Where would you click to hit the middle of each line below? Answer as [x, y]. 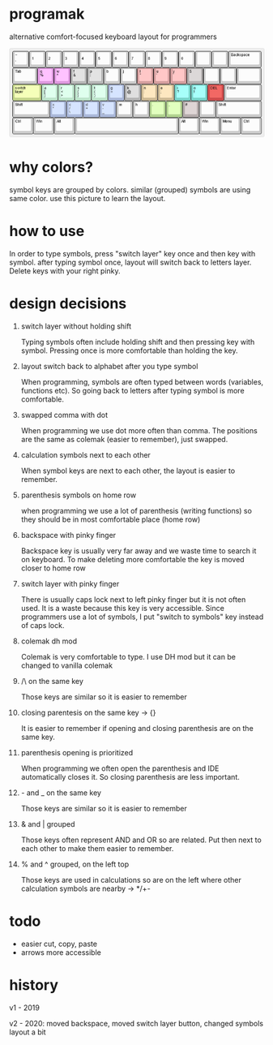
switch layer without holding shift [76, 326]
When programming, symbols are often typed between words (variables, [142, 381]
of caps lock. [43, 625]
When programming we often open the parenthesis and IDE [120, 768]
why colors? [51, 168]
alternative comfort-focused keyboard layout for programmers [113, 37]
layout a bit [28, 1032]
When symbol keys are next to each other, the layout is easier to [128, 471]
